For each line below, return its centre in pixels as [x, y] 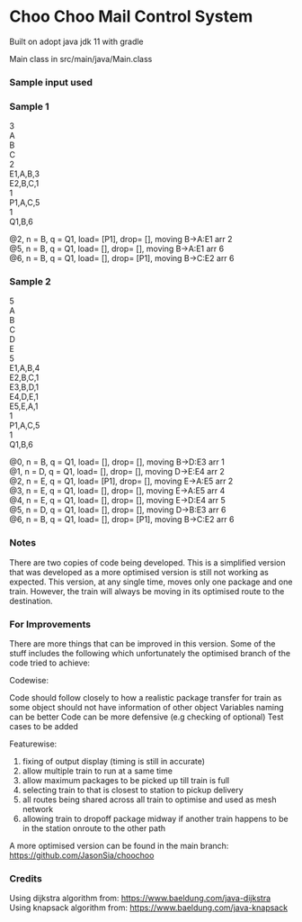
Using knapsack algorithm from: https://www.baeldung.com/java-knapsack [149, 908]
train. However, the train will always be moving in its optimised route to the [147, 591]
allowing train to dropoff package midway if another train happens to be [155, 819]
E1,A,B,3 [25, 174]
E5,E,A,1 [24, 406]
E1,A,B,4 [25, 368]
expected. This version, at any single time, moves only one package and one [151, 582]
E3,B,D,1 [24, 387]
